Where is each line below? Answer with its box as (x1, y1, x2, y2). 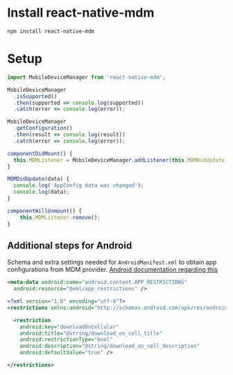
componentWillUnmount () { (7, 207, 82, 215)
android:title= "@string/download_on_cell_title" (19, 330, 163, 337)
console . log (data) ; (13, 189, 70, 196)
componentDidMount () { (7, 150, 73, 157)
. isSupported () (13, 92, 58, 100)
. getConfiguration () (13, 125, 73, 132)
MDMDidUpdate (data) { (7, 176, 70, 183)
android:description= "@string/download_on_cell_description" (19, 342, 200, 350)
